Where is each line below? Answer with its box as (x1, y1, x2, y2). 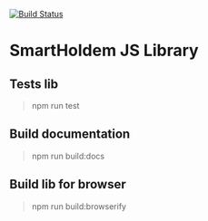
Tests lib (9, 76, 59, 91)
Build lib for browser (9, 177, 127, 192)
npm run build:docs (31, 150, 105, 161)
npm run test (31, 101, 80, 110)
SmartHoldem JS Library (9, 41, 199, 61)
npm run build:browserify (31, 200, 127, 212)
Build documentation (9, 127, 131, 142)
